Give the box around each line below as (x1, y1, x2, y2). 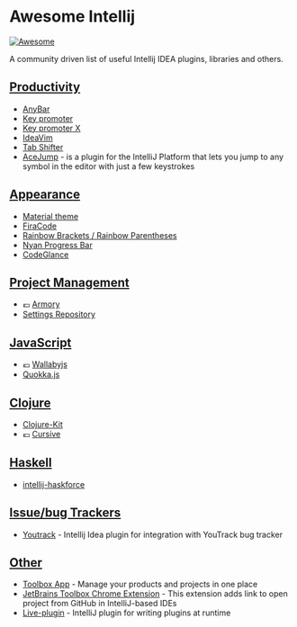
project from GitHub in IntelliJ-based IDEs (22, 598, 177, 609)
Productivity (9, 79, 81, 95)
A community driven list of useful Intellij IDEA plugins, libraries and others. (9, 53, 283, 64)
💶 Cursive (22, 429, 61, 439)
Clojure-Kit (22, 419, 63, 429)
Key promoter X (22, 122, 81, 133)
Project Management (9, 274, 130, 290)
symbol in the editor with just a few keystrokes (22, 160, 195, 172)
